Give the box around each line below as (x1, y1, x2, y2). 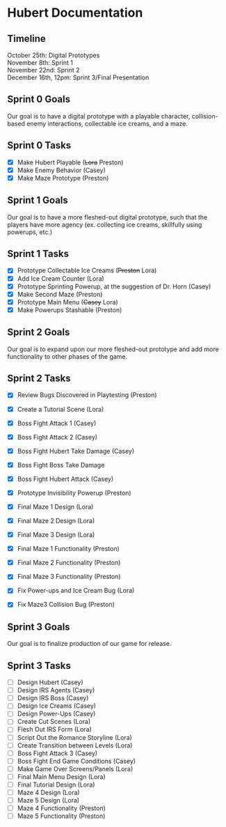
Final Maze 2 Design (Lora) (17, 517, 95, 525)
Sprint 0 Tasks (7, 139, 72, 151)
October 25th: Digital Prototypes (7, 51, 100, 59)
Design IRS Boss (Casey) (17, 694, 89, 702)
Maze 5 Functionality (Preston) (17, 812, 106, 820)
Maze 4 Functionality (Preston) (17, 804, 106, 812)
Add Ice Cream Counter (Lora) (17, 274, 104, 283)
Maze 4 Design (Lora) (17, 788, 80, 796)
